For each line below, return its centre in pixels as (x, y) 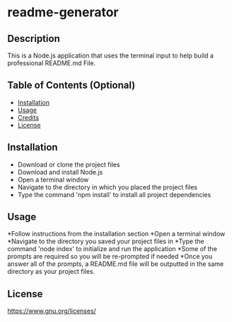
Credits (28, 117)
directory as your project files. (51, 272)
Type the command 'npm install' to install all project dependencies (114, 194)
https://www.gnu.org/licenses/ (52, 311)
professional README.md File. (52, 63)
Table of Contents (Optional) (71, 85)
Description (34, 39)
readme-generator (63, 12)
